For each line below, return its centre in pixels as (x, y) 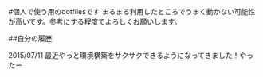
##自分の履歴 (30, 38)
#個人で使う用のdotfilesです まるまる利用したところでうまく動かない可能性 (132, 12)
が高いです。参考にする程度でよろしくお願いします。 (95, 21)
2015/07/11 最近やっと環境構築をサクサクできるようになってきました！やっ (131, 55)
